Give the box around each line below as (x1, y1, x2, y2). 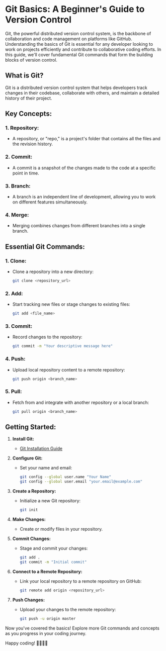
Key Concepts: (5, 109, 52, 118)
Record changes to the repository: (12, 334, 83, 340)
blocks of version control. (5, 57, 58, 63)
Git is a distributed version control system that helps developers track (5, 85, 148, 91)
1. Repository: (5, 124, 39, 131)
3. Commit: (5, 322, 32, 329)
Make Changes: (12, 516, 46, 523)
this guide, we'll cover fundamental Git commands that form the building (5, 51, 153, 58)
